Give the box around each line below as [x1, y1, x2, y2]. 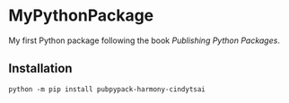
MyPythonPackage [8, 5, 154, 26]
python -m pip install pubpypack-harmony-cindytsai [8, 84, 206, 94]
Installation [8, 61, 73, 76]
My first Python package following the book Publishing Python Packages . [8, 35, 280, 46]
